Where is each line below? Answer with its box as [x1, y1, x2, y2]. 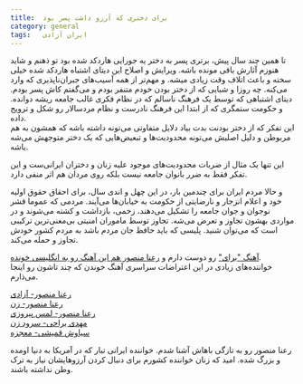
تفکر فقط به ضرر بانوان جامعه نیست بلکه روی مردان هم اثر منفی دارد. [10, 168, 248, 179]
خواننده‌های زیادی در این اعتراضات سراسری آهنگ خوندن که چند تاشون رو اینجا [10, 262, 273, 273]
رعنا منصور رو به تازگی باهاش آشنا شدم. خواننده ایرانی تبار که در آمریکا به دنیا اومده [10, 345, 292, 356]
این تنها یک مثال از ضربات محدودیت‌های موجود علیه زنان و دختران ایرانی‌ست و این [10, 159, 284, 170]
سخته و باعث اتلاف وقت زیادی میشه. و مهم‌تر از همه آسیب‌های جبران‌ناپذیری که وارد [10, 74, 292, 85]
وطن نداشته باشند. [10, 364, 73, 375]
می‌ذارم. [10, 271, 39, 282]
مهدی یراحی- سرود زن [10, 318, 88, 329]
